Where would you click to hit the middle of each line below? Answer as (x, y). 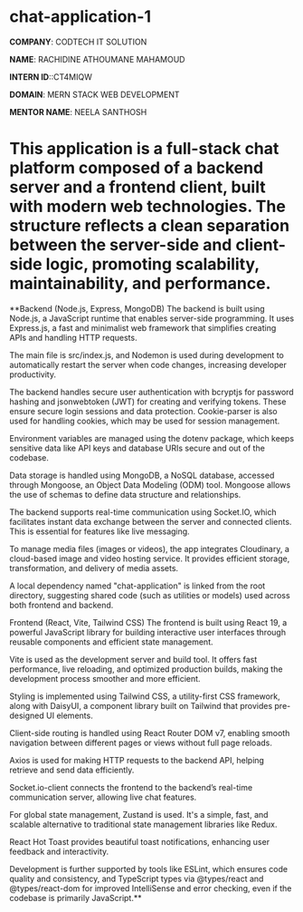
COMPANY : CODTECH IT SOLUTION (78, 42)
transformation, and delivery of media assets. (94, 568)
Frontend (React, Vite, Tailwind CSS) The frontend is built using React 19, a (148, 622)
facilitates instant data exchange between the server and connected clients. (151, 521)
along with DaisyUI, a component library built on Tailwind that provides (141, 705)
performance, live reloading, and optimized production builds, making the (146, 669)
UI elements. (70, 715)
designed (27, 715)
